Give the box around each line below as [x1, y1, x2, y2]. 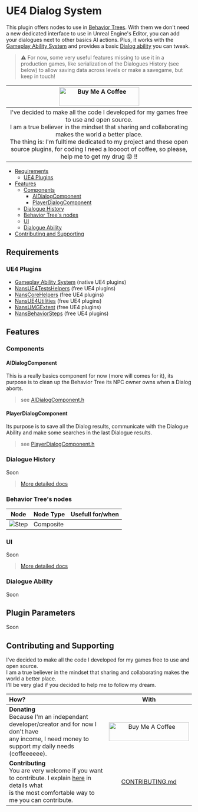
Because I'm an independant [9, 713, 88, 721]
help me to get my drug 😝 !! [60, 152, 138, 161]
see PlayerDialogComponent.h [20, 441, 95, 448]
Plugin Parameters [6, 608, 75, 618]
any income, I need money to [9, 735, 90, 743]
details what [9, 781, 43, 790]
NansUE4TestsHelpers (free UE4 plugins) [14, 284, 116, 292]
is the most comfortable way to [9, 789, 95, 797]
